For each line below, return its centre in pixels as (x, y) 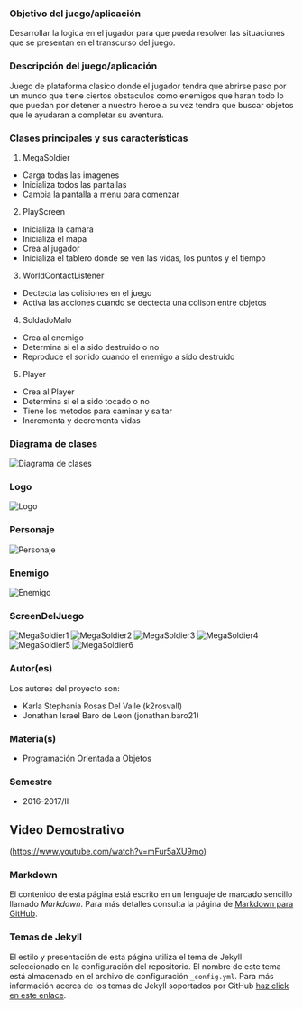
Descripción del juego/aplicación (83, 66)
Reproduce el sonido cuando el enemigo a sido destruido (129, 356)
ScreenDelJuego (47, 616)
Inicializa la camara (58, 229)
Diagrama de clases (53, 443)
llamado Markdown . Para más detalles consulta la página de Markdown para (151, 904)
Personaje (32, 530)
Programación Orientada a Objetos (87, 758)
